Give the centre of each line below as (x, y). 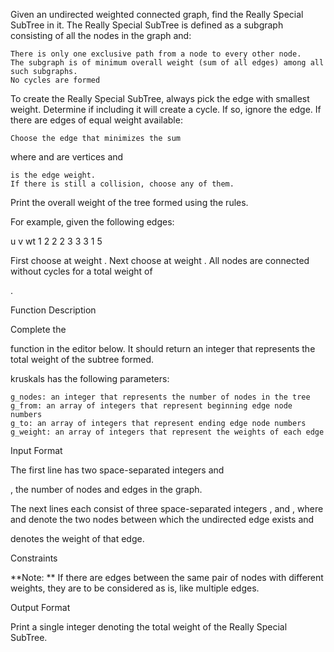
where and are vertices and (67, 157)
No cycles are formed (55, 80)
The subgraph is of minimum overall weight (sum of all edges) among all (167, 63)
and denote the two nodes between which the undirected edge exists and (162, 519)
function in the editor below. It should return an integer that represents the (163, 348)
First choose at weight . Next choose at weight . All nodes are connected (160, 260)
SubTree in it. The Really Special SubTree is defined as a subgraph (147, 25)
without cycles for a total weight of (81, 271)
